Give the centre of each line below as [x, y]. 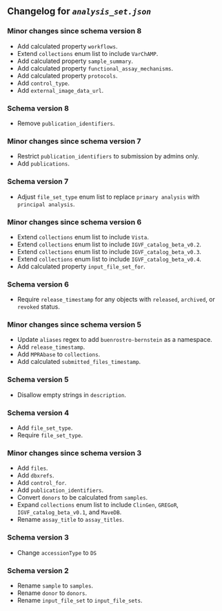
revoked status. [39, 307]
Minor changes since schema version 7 [74, 141]
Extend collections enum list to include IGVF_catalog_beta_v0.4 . [109, 259]
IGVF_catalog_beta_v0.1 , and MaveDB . [69, 512]
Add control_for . [42, 483]
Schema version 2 [38, 570]
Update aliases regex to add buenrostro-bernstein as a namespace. [114, 340]
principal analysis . [46, 204]
